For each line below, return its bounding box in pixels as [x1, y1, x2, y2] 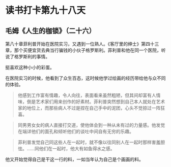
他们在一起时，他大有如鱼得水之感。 [39, 146, 115, 151]
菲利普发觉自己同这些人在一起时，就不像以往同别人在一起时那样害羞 [17, 139, 161, 145]
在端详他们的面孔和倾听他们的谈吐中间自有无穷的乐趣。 [17, 128, 134, 135]
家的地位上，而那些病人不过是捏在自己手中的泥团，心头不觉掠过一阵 [17, 105, 161, 111]
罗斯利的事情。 [18, 54, 50, 59]
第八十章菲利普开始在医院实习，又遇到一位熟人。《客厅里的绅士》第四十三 [5, 41, 159, 47]
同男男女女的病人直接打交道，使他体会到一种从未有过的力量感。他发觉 [17, 122, 165, 128]
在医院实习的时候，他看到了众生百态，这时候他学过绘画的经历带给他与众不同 [5, 75, 166, 81]
